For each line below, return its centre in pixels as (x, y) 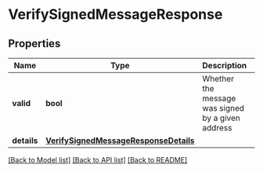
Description (225, 66)
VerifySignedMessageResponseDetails (120, 141)
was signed (223, 108)
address (217, 128)
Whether (218, 79)
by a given (221, 118)
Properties (34, 44)
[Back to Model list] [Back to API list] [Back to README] (98, 160)
